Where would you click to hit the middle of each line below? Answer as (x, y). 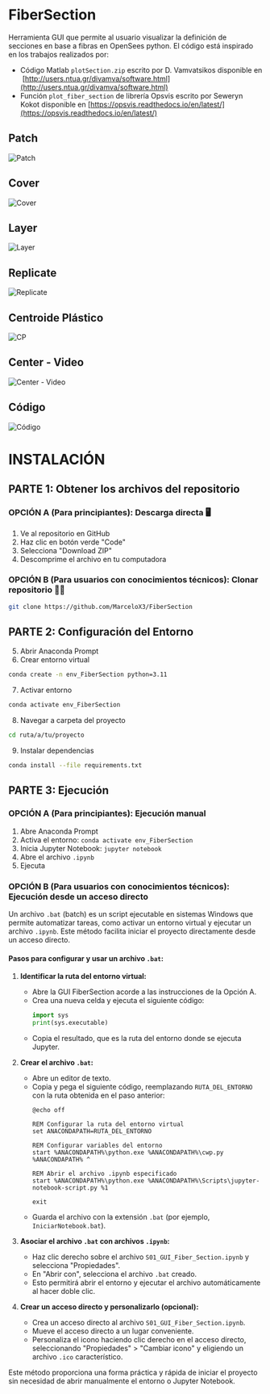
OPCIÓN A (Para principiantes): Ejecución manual (108, 813)
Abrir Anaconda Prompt (59, 651)
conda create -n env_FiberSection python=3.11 (88, 675)
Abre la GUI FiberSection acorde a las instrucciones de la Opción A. (144, 992)
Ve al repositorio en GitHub (65, 533)
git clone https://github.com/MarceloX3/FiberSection (101, 607)
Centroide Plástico (56, 318)
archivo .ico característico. (77, 1356)
